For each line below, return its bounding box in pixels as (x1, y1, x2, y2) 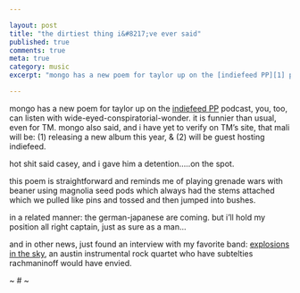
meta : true (9, 54, 50, 63)
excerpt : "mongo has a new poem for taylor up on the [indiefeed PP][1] (9, 71, 286, 80)
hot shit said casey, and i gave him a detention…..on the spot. (9, 158, 235, 169)
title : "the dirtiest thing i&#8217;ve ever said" (9, 29, 202, 38)
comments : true (9, 46, 66, 54)
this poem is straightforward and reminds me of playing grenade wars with (9, 175, 284, 186)
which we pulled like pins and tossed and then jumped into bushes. (9, 194, 256, 205)
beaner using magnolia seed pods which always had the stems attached (9, 185, 275, 196)
